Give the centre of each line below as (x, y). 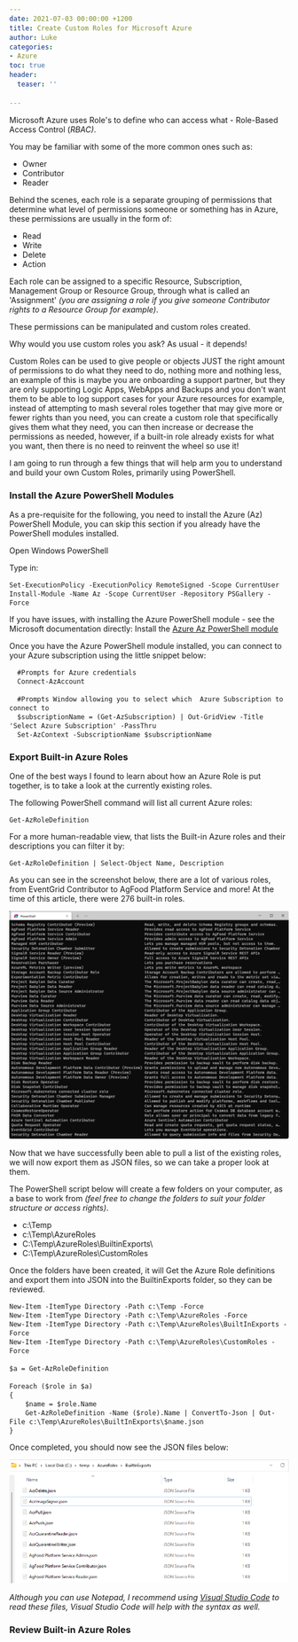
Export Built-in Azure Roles (69, 756)
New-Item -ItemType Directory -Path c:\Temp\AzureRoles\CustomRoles (138, 1342)
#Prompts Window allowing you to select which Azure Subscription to (150, 699)
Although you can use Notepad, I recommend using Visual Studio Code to (144, 1598)
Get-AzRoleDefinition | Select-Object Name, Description (117, 864)
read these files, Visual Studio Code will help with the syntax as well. (135, 1607)
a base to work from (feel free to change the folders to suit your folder (137, 1198)
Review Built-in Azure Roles (70, 1630)
